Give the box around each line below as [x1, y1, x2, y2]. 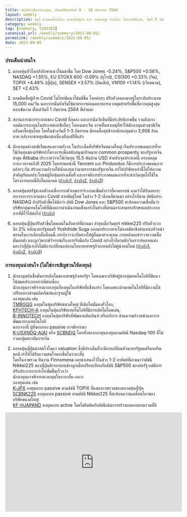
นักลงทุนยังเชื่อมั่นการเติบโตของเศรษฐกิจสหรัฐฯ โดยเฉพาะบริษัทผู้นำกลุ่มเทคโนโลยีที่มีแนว [12, 273, 160, 279]
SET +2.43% [12, 85, 39, 91]
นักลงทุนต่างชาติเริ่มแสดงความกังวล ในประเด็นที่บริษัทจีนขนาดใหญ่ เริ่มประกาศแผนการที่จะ [12, 144, 162, 150]
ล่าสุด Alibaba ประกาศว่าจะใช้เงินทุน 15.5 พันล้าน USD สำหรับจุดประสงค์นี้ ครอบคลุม [12, 155, 157, 161]
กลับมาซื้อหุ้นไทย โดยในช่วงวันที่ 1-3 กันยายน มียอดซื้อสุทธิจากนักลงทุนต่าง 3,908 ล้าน [12, 128, 158, 134]
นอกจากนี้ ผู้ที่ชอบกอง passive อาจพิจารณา [12, 324, 87, 330]
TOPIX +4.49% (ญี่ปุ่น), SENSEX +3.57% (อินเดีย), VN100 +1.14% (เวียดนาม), [12, 80, 162, 86]
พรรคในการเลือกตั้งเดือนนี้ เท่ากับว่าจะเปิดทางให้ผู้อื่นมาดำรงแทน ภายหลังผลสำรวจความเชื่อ [12, 232, 161, 238]
